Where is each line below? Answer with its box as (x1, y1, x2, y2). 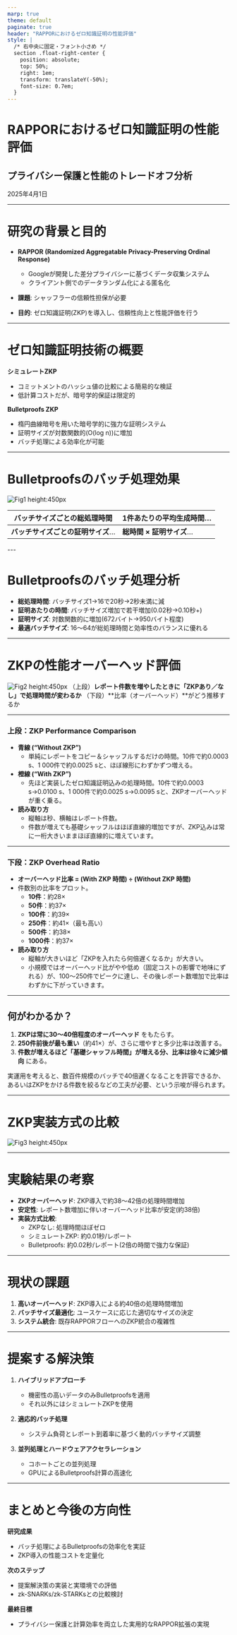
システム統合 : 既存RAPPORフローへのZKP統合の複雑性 (17, 1317, 176, 1326)
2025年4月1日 (7, 190, 48, 198)
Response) (17, 255, 51, 263)
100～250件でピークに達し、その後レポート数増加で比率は (59, 972, 229, 980)
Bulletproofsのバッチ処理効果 (7, 471, 181, 487)
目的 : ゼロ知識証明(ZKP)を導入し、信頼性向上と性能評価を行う (17, 309, 199, 317)
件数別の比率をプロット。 (17, 884, 92, 892)
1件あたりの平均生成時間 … (122, 513, 212, 523)
